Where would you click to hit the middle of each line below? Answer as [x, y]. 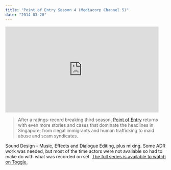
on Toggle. [17, 162]
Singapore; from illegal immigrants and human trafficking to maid [86, 130]
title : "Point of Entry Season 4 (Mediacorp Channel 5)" [67, 10]
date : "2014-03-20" [26, 15]
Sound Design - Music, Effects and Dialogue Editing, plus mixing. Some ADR [86, 146]
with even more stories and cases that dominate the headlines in [86, 125]
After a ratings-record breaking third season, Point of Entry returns [88, 120]
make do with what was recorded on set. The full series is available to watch [86, 156]
